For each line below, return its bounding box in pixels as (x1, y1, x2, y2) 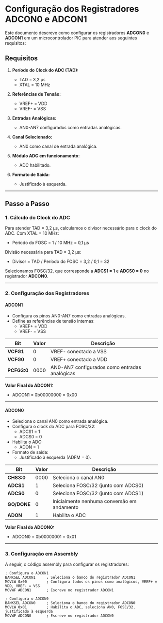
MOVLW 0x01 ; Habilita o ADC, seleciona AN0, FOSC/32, (5, 605, 136, 610)
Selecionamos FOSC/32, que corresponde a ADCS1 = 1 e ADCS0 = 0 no (5, 268, 149, 274)
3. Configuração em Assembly (5, 550, 79, 557)
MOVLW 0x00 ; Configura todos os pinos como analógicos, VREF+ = (5, 579, 158, 584)
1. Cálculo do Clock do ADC (5, 214, 70, 221)
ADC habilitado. (19, 162, 51, 168)
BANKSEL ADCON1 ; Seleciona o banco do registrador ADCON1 (5, 575, 136, 580)
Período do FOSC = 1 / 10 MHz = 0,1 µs (12, 240, 89, 246)
